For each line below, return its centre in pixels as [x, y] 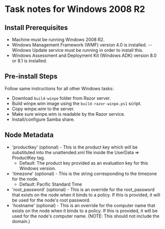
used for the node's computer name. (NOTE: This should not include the [85, 216]
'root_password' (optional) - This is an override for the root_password [83, 189]
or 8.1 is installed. [30, 61]
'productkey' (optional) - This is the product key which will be [75, 147]
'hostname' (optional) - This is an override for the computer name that [83, 205]
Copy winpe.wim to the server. [43, 109]
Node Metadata [29, 135]
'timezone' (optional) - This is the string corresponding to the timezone [84, 174]
